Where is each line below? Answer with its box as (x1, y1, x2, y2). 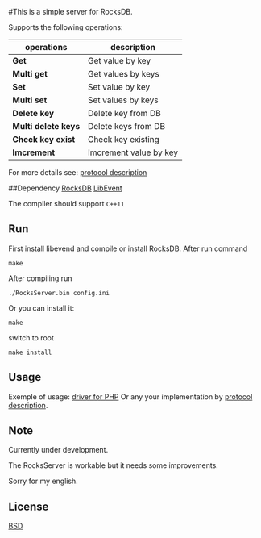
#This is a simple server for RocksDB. (8, 7, 133, 16)
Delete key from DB (87, 108, 161, 119)
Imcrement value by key (87, 147, 179, 158)
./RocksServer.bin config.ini (8, 289, 110, 297)
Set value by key (87, 81, 151, 92)
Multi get (12, 69, 48, 79)
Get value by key (87, 56, 151, 66)
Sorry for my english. (8, 476, 78, 486)
